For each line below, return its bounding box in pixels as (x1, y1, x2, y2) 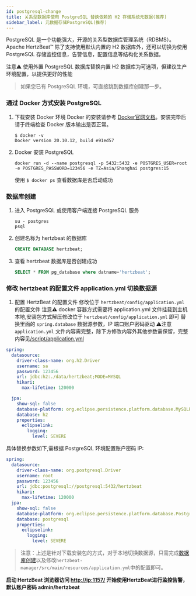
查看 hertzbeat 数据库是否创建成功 (14, 257, 97, 264)
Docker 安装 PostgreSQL (14, 149, 74, 156)
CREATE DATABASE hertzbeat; (14, 246, 83, 252)
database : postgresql (16, 516, 69, 522)
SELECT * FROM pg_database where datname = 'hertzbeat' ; (14, 269, 151, 275)
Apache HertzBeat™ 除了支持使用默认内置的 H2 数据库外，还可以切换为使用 (6, 43, 188, 50)
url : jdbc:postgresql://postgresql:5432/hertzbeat (16, 484, 142, 490)
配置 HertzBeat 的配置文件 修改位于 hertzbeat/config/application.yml (14, 299, 185, 306)
